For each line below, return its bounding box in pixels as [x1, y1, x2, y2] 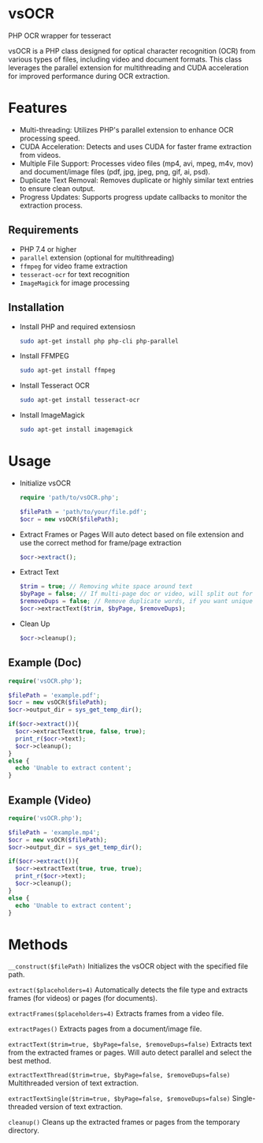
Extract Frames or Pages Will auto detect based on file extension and [19, 530, 244, 539]
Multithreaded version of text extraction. [8, 1078, 139, 1088]
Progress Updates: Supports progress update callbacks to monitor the [19, 192, 247, 201]
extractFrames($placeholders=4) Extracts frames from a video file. [8, 1009, 224, 1018]
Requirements [8, 223, 79, 237]
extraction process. [19, 200, 83, 210]
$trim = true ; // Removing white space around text [19, 583, 193, 590]
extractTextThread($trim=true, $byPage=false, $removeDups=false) [8, 1071, 231, 1080]
